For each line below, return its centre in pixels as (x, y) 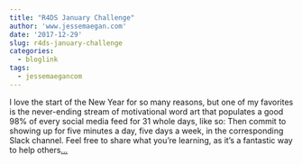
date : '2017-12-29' (46, 34)
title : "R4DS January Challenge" (72, 18)
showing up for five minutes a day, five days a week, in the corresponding (146, 131)
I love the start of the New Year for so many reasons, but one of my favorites (151, 102)
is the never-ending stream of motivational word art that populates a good (146, 111)
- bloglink (38, 59)
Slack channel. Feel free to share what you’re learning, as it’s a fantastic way (151, 140)
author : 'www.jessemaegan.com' (68, 26)
